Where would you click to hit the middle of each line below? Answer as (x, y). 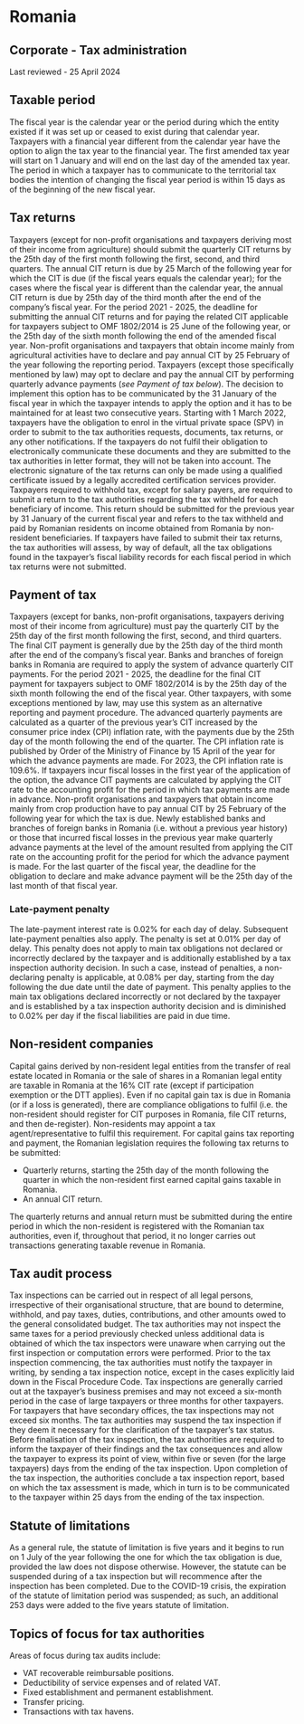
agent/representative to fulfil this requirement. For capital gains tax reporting (152, 1133)
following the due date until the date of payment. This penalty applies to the (150, 986)
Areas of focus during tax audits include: (85, 1655)
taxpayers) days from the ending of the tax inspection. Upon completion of (148, 1469)
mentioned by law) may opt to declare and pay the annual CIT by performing (152, 374)
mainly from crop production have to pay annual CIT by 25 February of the (148, 809)
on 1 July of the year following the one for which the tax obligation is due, (146, 1557)
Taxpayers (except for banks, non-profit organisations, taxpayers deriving (147, 616)
